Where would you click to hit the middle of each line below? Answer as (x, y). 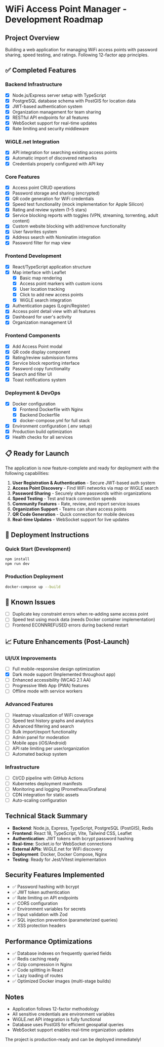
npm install (17, 559)
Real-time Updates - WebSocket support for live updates (71, 519)
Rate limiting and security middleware (50, 129)
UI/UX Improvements (31, 658)
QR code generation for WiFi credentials (53, 199)
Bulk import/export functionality (45, 732)
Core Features (22, 177)
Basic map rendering (41, 278)
